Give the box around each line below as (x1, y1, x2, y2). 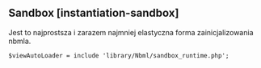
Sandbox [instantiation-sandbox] (8, 6, 179, 20)
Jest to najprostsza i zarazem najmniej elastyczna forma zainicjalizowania (8, 27, 254, 37)
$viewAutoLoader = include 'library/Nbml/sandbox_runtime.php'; (8, 51, 229, 59)
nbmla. (8, 36, 32, 46)
